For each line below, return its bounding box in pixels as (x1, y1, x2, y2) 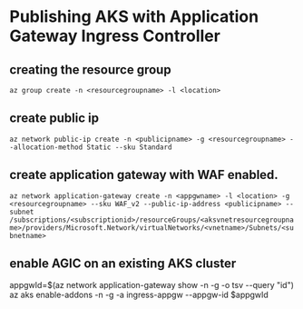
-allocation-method (9, 143, 83, 152)
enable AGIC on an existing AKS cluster (9, 256, 237, 272)
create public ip (9, 111, 100, 126)
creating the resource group (9, 62, 171, 77)
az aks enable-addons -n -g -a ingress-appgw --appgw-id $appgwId (9, 289, 269, 301)
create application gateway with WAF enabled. (9, 167, 279, 183)
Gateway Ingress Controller (9, 25, 220, 46)
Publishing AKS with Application (9, 6, 259, 27)
